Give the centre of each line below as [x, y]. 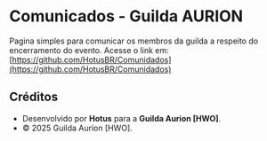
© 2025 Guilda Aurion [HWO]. [77, 128]
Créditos [34, 97]
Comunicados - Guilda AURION [126, 16]
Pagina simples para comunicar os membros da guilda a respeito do [134, 41]
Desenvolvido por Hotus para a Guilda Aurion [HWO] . [121, 118]
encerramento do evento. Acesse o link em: [89, 50]
